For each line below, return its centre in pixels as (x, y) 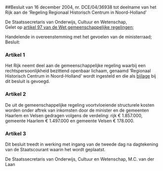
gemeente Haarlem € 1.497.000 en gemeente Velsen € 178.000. (70, 121)
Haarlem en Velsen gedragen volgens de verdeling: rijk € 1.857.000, (74, 115)
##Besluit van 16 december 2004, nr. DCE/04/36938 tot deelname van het (81, 7)
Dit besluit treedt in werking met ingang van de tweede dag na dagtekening (82, 144)
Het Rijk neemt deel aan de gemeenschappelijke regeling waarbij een (75, 66)
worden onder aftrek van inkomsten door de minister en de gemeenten (77, 110)
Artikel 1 (15, 55)
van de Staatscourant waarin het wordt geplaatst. (55, 149)
